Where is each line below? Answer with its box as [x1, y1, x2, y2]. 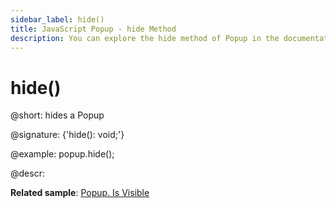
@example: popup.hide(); [10, 148, 115, 160]
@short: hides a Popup [10, 109, 105, 121]
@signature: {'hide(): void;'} [10, 129, 125, 141]
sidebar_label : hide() [10, 14, 105, 25]
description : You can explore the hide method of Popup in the [10, 33, 280, 43]
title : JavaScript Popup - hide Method [10, 24, 177, 34]
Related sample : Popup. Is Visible [10, 187, 150, 199]
